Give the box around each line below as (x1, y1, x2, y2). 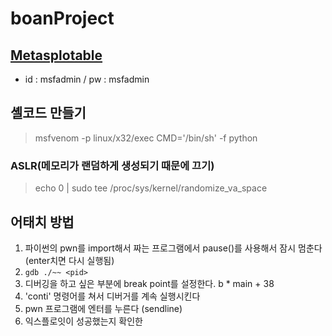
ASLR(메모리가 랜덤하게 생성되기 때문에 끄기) (10, 158, 215, 172)
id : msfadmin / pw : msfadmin (24, 73, 150, 85)
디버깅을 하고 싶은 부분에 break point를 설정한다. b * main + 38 (24, 277, 275, 289)
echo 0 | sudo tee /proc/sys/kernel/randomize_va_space (34, 182, 268, 194)
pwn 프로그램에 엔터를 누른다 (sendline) (24, 302, 183, 314)
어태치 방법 (10, 213, 75, 231)
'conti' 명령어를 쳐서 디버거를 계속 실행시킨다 (24, 290, 201, 302)
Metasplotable (10, 47, 103, 64)
